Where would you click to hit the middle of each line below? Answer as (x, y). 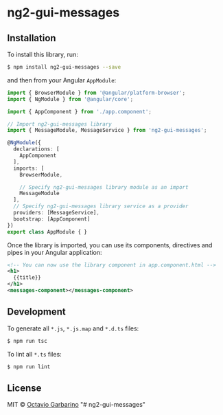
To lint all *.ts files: (34, 354)
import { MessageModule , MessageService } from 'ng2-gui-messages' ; (107, 131)
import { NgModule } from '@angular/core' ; (70, 99)
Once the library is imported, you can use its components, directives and (110, 245)
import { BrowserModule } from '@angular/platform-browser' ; (96, 93)
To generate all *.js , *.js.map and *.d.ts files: (73, 328)
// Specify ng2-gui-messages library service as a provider (101, 206)
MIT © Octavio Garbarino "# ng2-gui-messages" (77, 405)
